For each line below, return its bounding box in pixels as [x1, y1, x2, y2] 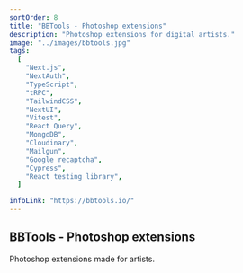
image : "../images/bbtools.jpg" [9, 38, 130, 48]
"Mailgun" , [25, 146, 67, 155]
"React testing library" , [25, 172, 123, 181]
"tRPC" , [25, 88, 54, 97]
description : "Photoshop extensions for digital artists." [9, 30, 236, 39]
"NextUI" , [25, 105, 63, 114]
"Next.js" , [25, 64, 67, 73]
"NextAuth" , [25, 72, 70, 81]
